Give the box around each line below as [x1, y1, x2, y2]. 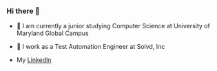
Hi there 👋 [6, 6, 41, 16]
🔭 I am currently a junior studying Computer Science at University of [16, 22, 211, 30]
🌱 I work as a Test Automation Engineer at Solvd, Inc [16, 43, 165, 51]
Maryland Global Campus [16, 29, 89, 37]
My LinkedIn [16, 56, 52, 64]
